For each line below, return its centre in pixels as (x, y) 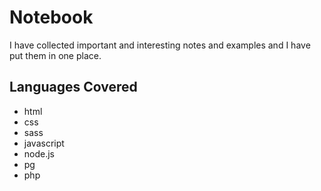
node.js (39, 153)
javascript (44, 143)
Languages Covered (73, 87)
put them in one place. (55, 55)
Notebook (51, 17)
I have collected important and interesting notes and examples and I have (160, 45)
